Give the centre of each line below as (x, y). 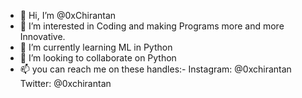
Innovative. (42, 36)
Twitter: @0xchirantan (65, 83)
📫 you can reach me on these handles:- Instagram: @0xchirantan (155, 69)
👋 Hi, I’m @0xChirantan (68, 15)
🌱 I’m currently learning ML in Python (96, 47)
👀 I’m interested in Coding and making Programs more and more (152, 26)
